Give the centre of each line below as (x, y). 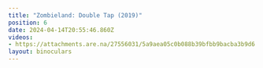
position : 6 (28, 23)
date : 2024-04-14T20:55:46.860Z (61, 30)
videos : (21, 37)
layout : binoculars (40, 52)
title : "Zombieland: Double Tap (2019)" (76, 15)
